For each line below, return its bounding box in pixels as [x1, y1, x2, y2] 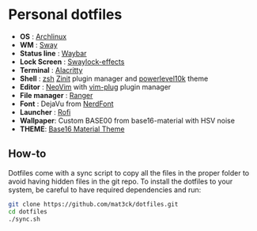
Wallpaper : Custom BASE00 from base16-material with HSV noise [19, 116, 236, 125]
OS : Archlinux [19, 32, 67, 41]
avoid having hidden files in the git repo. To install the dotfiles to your [8, 176, 233, 186]
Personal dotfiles [8, 6, 123, 24]
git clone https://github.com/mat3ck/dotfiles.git [8, 200, 179, 208]
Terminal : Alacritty [19, 65, 83, 74]
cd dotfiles [8, 207, 47, 215]
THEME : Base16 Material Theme [19, 124, 125, 134]
